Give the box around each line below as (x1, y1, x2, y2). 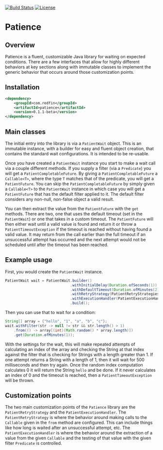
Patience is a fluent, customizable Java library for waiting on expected (5, 54, 146, 59)
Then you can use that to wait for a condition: (5, 310, 96, 316)
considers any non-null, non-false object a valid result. (5, 197, 114, 202)
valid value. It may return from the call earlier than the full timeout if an (5, 232, 146, 237)
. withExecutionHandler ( (70, 296, 118, 301)
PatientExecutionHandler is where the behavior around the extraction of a (5, 430, 153, 436)
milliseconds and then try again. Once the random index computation (5, 362, 143, 367)
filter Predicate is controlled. (5, 440, 62, 446)
